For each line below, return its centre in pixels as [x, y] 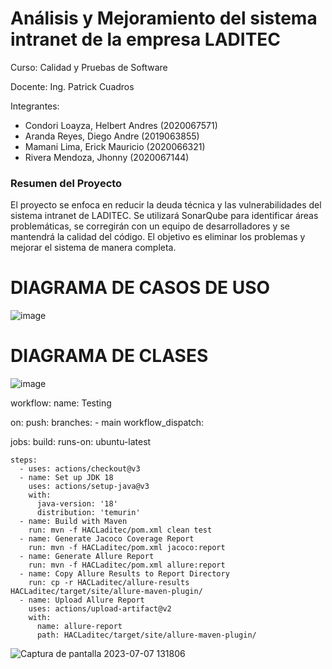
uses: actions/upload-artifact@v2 [100, 609]
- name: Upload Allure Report [82, 600]
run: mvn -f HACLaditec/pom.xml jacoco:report [127, 548]
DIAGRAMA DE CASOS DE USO [140, 288]
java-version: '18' [77, 504]
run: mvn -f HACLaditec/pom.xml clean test [120, 530]
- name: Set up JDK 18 [66, 478]
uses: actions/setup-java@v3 [89, 487]
